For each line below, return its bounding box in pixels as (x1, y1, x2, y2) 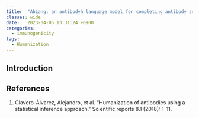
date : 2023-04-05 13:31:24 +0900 (6, 19, 94, 25)
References (6, 83, 50, 93)
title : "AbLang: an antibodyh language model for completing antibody (6, 8, 187, 15)
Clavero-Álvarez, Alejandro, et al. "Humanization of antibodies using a (14, 99, 185, 106)
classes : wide (6, 14, 41, 20)
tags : (6, 36, 20, 42)
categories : (6, 25, 36, 31)
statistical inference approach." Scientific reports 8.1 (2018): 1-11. (14, 106, 172, 113)
